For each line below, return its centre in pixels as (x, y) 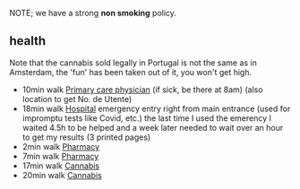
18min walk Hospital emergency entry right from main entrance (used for (156, 108)
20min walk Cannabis (62, 175)
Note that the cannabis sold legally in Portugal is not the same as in (133, 63)
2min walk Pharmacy (61, 146)
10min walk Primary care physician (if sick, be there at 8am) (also (142, 90)
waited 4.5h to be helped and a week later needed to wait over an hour (153, 127)
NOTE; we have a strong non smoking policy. (93, 13)
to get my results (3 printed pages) (86, 137)
